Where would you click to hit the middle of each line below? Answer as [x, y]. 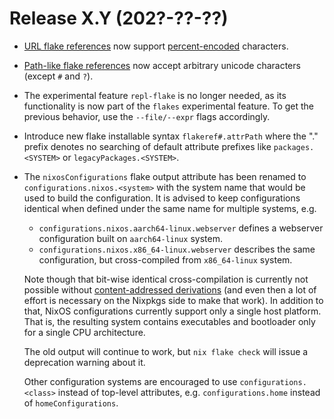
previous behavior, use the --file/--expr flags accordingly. [147, 116]
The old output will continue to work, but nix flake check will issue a [166, 351]
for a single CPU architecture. [84, 332]
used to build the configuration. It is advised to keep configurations [162, 198]
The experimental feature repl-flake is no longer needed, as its [155, 95]
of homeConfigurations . [71, 403]
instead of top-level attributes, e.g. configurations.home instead [189, 392]
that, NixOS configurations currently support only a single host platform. [172, 311]
